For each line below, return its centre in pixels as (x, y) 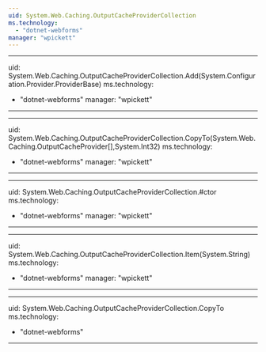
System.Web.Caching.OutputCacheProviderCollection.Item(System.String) (129, 255)
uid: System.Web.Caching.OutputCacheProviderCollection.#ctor (112, 192)
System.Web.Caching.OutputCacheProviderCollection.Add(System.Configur (132, 76)
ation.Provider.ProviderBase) (55, 85)
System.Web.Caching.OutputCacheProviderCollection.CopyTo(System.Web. (132, 138)
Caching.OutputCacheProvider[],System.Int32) (84, 146)
